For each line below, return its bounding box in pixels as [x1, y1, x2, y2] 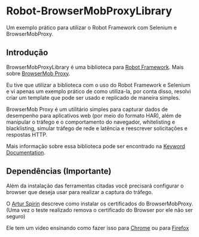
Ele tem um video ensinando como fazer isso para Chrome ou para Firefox [6, 224, 189, 231]
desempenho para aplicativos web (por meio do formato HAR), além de [6, 112, 182, 119]
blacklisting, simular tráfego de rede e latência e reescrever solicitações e [6, 124, 188, 132]
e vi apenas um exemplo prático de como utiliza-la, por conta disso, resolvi [6, 88, 191, 95]
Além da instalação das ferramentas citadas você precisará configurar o [6, 182, 184, 189]
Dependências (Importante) [6, 166, 112, 177]
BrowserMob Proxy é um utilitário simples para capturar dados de [6, 106, 169, 113]
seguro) [6, 213, 26, 220]
